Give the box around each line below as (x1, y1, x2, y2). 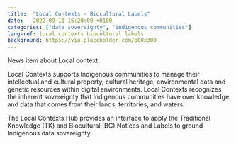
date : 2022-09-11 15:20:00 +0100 (7, 17, 113, 24)
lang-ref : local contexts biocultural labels (7, 30, 144, 38)
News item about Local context (7, 56, 99, 65)
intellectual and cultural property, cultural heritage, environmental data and (7, 77, 226, 86)
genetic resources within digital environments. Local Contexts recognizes (7, 85, 222, 94)
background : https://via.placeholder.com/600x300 (7, 37, 157, 44)
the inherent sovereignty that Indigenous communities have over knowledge (7, 93, 230, 101)
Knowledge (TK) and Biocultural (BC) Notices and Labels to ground (7, 121, 203, 130)
